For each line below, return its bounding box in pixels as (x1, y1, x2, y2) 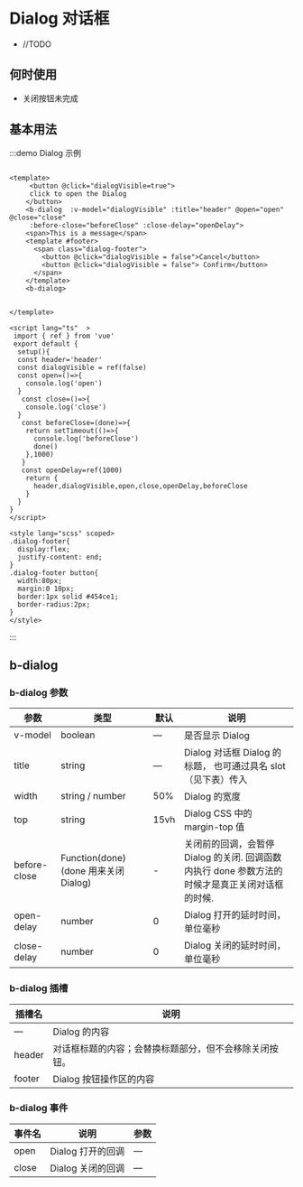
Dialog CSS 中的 (184, 807, 252, 820)
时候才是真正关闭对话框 (184, 878, 284, 891)
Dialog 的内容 (52, 1025, 110, 1038)
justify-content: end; (17, 552, 103, 561)
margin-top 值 (184, 821, 245, 833)
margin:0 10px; (17, 584, 75, 593)
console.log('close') (25, 403, 106, 412)
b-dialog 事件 (9, 1102, 69, 1115)
